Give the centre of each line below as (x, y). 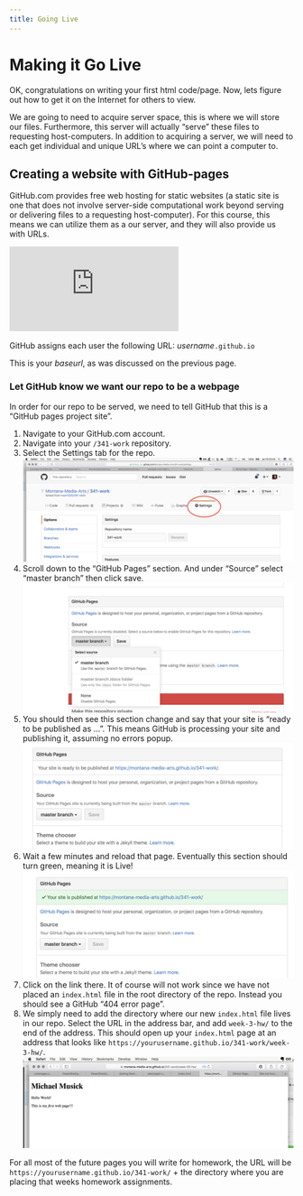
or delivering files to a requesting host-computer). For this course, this (140, 215)
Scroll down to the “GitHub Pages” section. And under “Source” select (153, 569)
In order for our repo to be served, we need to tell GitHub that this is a (139, 406)
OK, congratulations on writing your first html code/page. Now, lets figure (146, 89)
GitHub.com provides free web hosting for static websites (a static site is (144, 196)
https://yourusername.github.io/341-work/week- (199, 1043)
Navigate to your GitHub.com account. (94, 433)
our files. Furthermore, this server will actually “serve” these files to (134, 126)
